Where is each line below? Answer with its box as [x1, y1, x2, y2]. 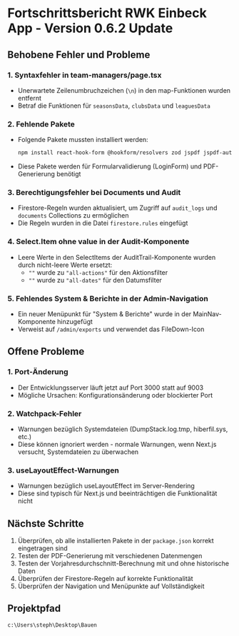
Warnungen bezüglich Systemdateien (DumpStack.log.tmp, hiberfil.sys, [17, 425, 228, 433]
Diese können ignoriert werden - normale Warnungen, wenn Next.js [17, 440, 217, 448]
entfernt [17, 94, 41, 102]
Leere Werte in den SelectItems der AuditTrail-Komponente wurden [17, 253, 216, 261]
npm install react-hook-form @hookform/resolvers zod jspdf [17, 149, 200, 156]
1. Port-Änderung [7, 367, 69, 377]
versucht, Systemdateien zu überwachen [17, 448, 139, 456]
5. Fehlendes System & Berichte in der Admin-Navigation [7, 293, 208, 303]
